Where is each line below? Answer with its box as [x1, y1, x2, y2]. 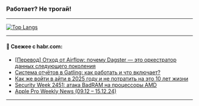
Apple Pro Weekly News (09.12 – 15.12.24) [14, 88, 117, 95]
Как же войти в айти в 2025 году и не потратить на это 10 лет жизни [14, 75, 188, 82]
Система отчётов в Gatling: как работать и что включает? [14, 69, 161, 76]
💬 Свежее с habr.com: [6, 43, 63, 50]
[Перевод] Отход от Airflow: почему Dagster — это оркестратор [14, 56, 176, 63]
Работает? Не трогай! [6, 5, 72, 13]
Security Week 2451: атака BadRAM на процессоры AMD [14, 81, 157, 88]
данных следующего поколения [14, 62, 96, 69]
